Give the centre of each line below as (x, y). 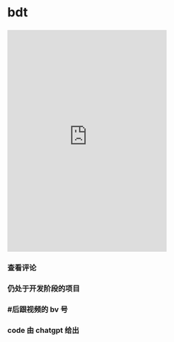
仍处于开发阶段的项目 (43, 288)
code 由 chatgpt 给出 (43, 330)
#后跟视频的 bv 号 (38, 309)
